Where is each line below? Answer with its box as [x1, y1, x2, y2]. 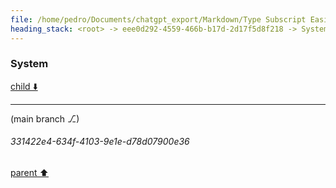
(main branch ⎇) [10, 112, 80, 125]
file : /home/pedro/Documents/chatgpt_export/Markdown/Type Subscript [10, 14, 307, 25]
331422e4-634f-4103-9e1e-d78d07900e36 [10, 136, 190, 148]
